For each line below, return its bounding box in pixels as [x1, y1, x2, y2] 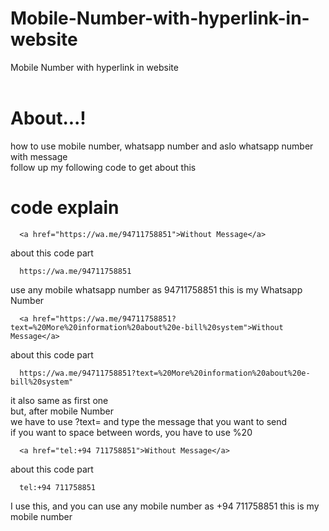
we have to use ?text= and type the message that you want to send [10, 415, 288, 427]
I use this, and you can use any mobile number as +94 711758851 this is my [10, 500, 320, 512]
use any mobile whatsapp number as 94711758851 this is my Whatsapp [10, 283, 303, 296]
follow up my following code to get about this [10, 161, 197, 173]
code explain [10, 197, 120, 219]
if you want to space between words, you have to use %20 [10, 426, 253, 438]
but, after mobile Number [10, 405, 114, 417]
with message [10, 150, 68, 162]
